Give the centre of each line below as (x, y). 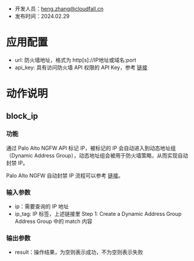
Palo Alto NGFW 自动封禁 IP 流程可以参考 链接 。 (65, 175)
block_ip (22, 116)
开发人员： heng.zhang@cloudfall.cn (59, 9)
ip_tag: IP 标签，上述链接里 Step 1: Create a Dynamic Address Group (98, 214)
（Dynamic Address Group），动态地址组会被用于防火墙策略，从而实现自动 (97, 155)
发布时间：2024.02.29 (42, 16)
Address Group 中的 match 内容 (53, 221)
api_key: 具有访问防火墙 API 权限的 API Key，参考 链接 (81, 67)
